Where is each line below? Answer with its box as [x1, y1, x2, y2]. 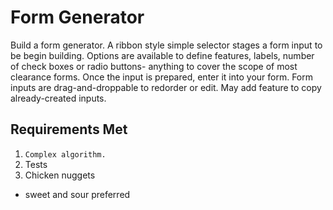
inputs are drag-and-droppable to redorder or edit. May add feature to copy [10, 81, 322, 93]
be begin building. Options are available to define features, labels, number [10, 49, 315, 61]
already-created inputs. [10, 92, 107, 104]
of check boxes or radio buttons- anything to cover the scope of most [10, 60, 298, 72]
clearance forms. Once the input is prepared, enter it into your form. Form [10, 71, 314, 83]
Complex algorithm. [24, 149, 107, 160]
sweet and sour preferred [24, 188, 131, 200]
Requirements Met [10, 121, 128, 138]
